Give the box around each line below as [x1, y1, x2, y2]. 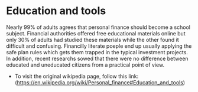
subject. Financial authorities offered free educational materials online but [6, 29, 186, 37]
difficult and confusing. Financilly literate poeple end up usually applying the [6, 42, 192, 50]
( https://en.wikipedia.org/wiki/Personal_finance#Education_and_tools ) [14, 78, 185, 86]
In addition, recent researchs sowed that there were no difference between [6, 55, 189, 62]
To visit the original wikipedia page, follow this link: [14, 73, 139, 80]
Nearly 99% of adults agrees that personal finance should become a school [6, 24, 191, 31]
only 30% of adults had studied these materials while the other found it [6, 36, 179, 43]
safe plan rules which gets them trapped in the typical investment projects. [6, 48, 188, 55]
